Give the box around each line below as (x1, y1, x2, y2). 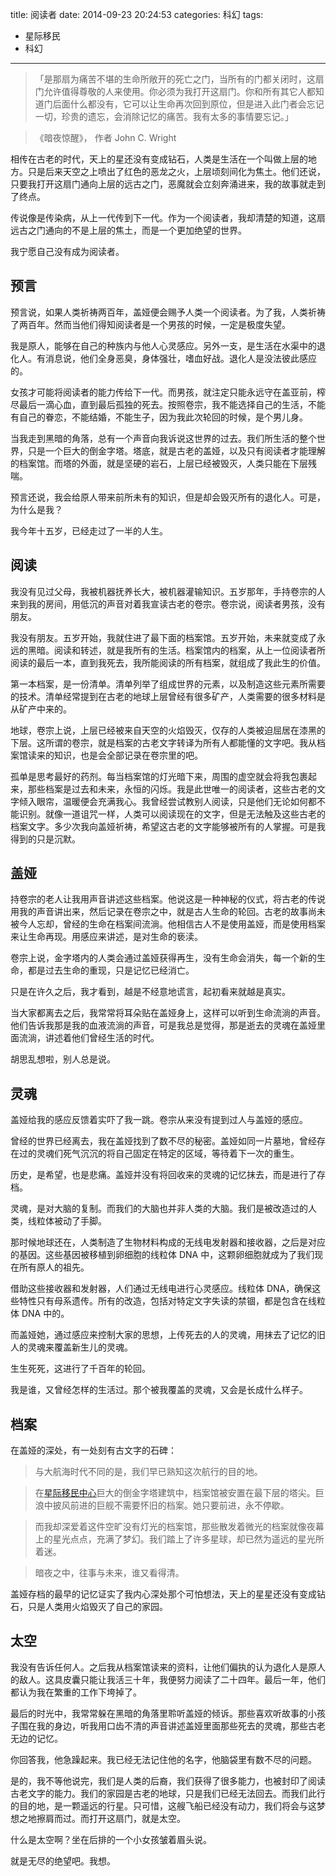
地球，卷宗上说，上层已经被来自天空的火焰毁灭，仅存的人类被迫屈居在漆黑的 (10, 724, 326, 736)
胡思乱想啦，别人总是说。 (10, 1053, 116, 1065)
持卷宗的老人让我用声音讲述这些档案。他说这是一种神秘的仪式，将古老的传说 (10, 893, 326, 905)
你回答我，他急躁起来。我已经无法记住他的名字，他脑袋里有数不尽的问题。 (10, 1753, 317, 1765)
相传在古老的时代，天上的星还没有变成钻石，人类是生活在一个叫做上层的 (10, 153, 308, 165)
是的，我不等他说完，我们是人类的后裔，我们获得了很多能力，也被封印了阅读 (10, 1774, 326, 1787)
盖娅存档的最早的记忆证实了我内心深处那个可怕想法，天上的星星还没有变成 (10, 1588, 317, 1600)
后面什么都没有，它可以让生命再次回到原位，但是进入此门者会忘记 (52, 98, 325, 110)
